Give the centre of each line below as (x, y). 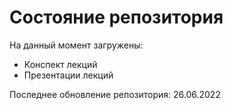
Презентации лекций (68, 75)
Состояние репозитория (116, 17)
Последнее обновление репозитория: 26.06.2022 (115, 94)
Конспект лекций (60, 64)
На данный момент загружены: (76, 45)
